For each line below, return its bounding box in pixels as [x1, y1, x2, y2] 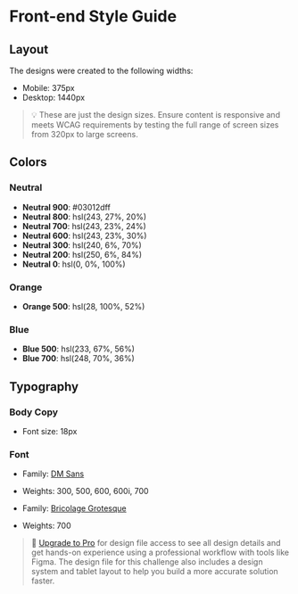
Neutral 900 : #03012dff [21, 202, 112, 212]
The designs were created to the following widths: [9, 65, 194, 76]
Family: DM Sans [21, 468, 85, 479]
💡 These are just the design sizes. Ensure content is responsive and [30, 110, 281, 120]
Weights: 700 [21, 520, 71, 532]
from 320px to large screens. [30, 129, 138, 139]
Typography [9, 379, 79, 394]
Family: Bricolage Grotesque [21, 503, 127, 514]
